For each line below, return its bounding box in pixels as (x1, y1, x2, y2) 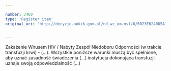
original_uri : (5, 21, 36, 26)
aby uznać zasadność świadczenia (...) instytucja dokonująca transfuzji (5, 55, 155, 61)
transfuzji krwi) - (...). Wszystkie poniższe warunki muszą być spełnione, (5, 49, 158, 56)
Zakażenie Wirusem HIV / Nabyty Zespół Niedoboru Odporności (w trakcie (5, 44, 162, 50)
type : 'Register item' (5, 16, 53, 22)
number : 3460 (5, 12, 33, 17)
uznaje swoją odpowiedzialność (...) (5, 60, 80, 66)
